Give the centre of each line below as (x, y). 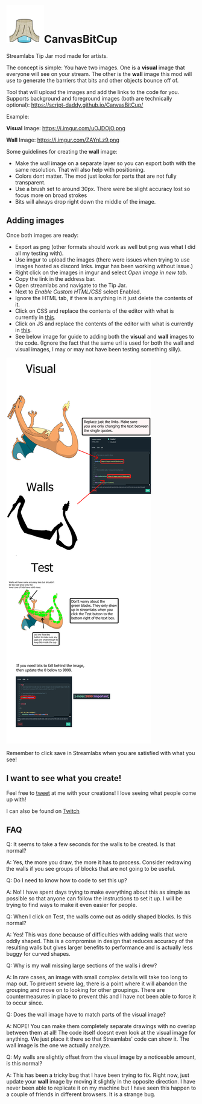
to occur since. (25, 1003)
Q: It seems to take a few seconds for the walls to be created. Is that (91, 844)
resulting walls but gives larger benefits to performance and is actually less (99, 947)
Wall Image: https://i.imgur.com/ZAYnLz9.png (63, 140)
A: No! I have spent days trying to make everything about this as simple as (98, 892)
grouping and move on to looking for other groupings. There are (86, 990)
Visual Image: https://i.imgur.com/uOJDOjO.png (66, 128)
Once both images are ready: (43, 235)
